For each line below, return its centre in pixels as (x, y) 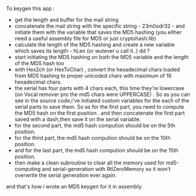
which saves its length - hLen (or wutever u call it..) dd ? (82, 51)
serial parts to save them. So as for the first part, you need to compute (99, 107)
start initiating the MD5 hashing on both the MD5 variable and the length (102, 57)
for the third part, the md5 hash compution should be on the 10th (92, 138)
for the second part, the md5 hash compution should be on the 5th (95, 125)
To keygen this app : (30, 8)
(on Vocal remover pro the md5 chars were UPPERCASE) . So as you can (102, 94)
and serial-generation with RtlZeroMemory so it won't (106, 169)
